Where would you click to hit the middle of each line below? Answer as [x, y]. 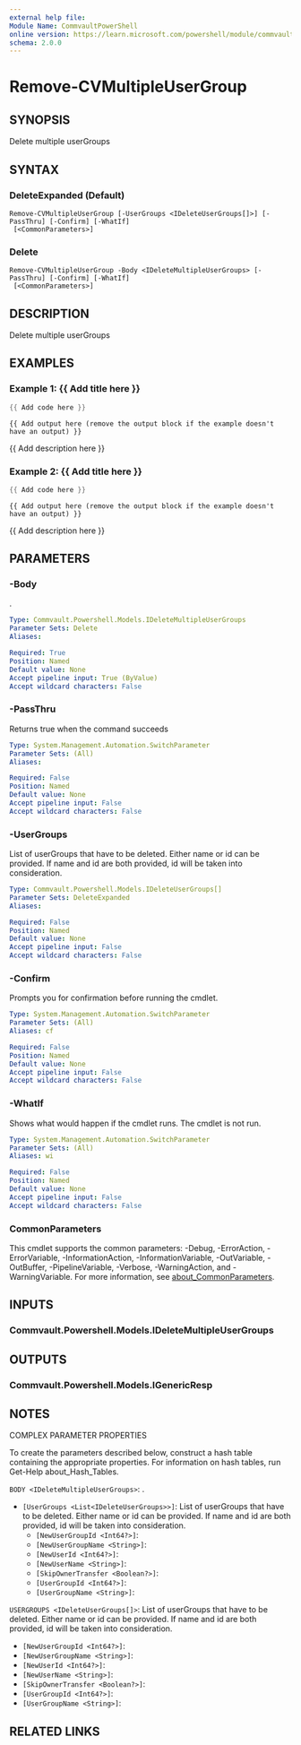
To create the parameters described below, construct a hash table [131, 1453]
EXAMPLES [42, 363]
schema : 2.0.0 [36, 43]
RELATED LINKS [55, 1731]
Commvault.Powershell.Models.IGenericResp [111, 1385]
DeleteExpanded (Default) [67, 195]
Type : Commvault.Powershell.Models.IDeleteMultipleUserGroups [128, 620]
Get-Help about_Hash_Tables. [64, 1472]
